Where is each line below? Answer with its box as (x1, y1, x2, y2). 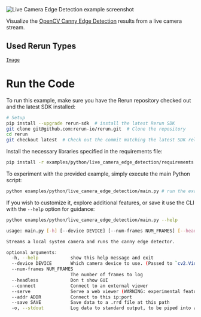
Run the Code (6, 77, 75, 90)
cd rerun (6, 131, 28, 137)
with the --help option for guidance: (6, 205, 95, 212)
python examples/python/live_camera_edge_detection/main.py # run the (6, 188, 186, 194)
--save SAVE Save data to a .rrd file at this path (11, 300, 170, 306)
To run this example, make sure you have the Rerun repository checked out (6, 96, 191, 104)
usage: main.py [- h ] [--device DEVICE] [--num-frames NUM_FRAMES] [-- (6, 228, 186, 234)
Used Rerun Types (6, 41, 77, 52)
